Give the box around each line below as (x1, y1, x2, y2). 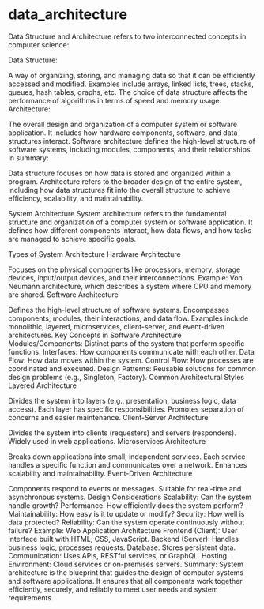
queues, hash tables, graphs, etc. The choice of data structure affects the (8, 87, 248, 96)
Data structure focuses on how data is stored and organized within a (8, 168, 231, 178)
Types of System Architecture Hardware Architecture (8, 249, 181, 258)
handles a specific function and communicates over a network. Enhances (8, 460, 247, 469)
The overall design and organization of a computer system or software (8, 119, 238, 129)
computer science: (8, 39, 70, 49)
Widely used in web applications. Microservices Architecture (8, 436, 206, 445)
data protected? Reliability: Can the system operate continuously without (8, 517, 245, 527)
